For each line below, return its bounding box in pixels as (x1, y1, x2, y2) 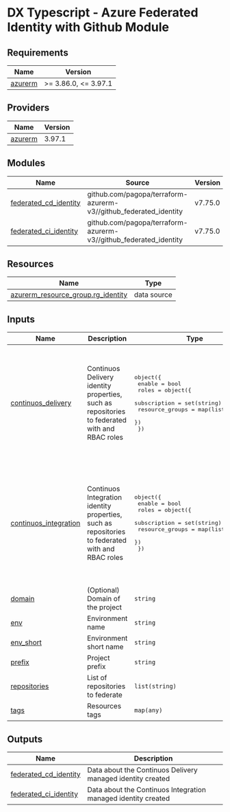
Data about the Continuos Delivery (87, 765, 199, 775)
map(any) (134, 706, 163, 714)
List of (86, 673, 107, 683)
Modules (7, 157, 46, 169)
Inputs (7, 313, 36, 325)
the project (86, 602, 122, 612)
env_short (10, 638, 42, 647)
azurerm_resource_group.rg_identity (10, 290, 128, 300)
